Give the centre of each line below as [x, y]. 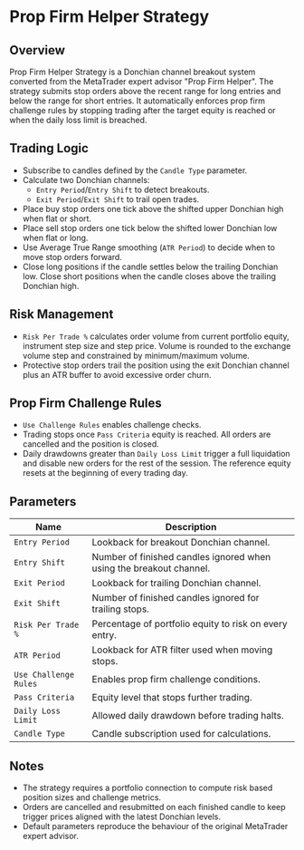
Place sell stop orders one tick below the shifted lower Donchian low [150, 227]
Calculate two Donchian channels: [86, 179]
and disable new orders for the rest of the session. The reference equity [157, 463]
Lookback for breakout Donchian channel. [181, 543]
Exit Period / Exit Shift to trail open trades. [118, 199]
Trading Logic [49, 148]
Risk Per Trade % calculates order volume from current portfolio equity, [156, 336]
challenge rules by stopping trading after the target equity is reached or [142, 110]
